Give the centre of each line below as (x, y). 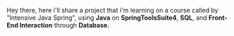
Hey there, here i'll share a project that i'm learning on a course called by (112, 10)
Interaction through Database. (65, 25)
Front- (218, 18)
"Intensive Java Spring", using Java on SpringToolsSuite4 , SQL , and (107, 18)
